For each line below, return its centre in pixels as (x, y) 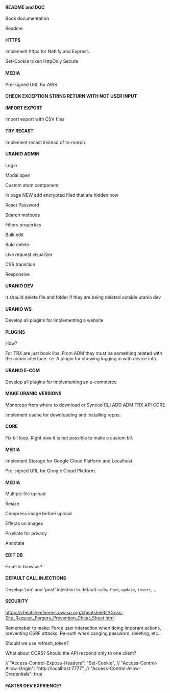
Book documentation (27, 18)
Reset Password (22, 205)
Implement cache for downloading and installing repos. (63, 414)
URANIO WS (19, 309)
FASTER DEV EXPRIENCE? (33, 685)
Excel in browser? (24, 566)
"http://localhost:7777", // (63, 668)
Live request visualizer (29, 254)
